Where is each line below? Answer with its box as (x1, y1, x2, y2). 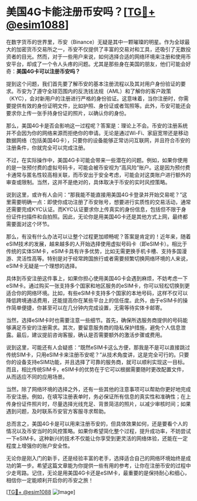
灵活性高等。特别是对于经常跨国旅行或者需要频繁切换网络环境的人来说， (16, 255, 191, 262)
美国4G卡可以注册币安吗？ (16, 68, 80, 75)
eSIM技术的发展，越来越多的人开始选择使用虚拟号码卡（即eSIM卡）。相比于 (6, 240, 188, 247)
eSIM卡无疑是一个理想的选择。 (6, 262, 80, 269)
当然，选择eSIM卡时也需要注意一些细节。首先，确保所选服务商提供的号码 (6, 317, 183, 324)
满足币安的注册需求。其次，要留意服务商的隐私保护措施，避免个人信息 (11, 324, 181, 331)
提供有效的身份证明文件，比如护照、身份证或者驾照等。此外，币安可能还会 (11, 102, 191, 109)
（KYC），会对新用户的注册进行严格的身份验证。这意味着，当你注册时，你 (6, 95, 184, 102)
